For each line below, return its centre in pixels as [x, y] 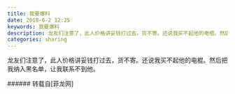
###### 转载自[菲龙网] [41, 84]
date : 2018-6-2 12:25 [39, 20]
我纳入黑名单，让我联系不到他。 [53, 69]
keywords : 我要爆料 [34, 26]
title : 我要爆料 [29, 14]
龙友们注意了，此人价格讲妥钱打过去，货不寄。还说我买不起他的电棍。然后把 [117, 61]
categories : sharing [37, 40]
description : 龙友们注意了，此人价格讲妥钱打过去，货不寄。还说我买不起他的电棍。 [114, 33]
